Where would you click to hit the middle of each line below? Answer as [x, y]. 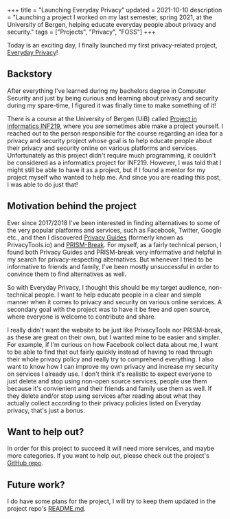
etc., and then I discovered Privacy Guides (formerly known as [95, 237]
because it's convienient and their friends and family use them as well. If [110, 388]
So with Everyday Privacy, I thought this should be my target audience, [107, 287]
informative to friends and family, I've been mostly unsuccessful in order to [113, 266]
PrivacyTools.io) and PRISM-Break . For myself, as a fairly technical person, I [114, 244]
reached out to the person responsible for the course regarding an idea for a [115, 133]
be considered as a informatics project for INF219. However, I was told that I [114, 162]
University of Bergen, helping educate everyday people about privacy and [112, 24]
